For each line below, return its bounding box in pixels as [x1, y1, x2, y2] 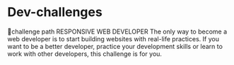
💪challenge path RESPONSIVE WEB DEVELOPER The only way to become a [7, 27, 228, 36]
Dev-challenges [7, 4, 103, 20]
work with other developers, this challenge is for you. [7, 50, 163, 58]
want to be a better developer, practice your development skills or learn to [7, 42, 223, 50]
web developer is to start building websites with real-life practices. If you [7, 34, 219, 43]
